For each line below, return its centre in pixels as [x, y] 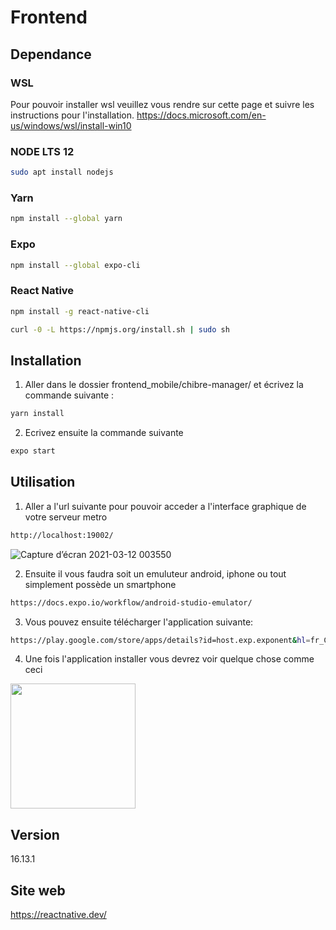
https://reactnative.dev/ [58, 915]
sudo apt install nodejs [62, 172]
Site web [38, 890]
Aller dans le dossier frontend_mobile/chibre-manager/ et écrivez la [164, 385]
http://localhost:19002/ [62, 535]
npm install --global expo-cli [75, 265]
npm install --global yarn [66, 219]
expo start [33, 451]
